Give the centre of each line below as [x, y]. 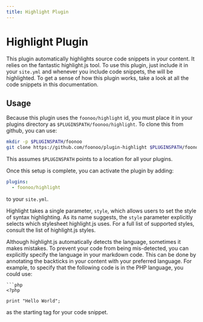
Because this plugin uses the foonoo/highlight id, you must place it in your [100, 118]
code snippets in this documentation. [52, 84]
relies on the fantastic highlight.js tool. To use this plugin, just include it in [97, 65]
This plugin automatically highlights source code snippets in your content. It [101, 59]
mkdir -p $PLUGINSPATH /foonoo [44, 142]
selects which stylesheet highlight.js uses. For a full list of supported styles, [100, 223]
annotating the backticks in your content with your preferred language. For [99, 261]
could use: [19, 274]
